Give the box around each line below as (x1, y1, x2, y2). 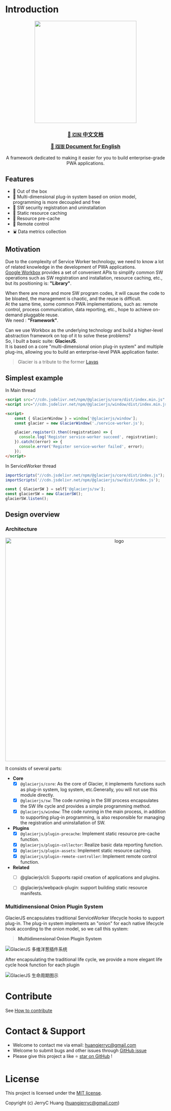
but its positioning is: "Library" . (5, 280, 72, 287)
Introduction (5, 4, 59, 15)
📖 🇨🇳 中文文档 (67, 131, 104, 138)
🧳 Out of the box (12, 188, 47, 195)
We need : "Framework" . (5, 317, 59, 323)
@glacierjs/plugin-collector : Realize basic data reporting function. (20, 842, 163, 848)
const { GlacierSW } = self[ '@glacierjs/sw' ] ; (5, 487, 106, 492)
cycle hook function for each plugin (5, 962, 80, 968)
